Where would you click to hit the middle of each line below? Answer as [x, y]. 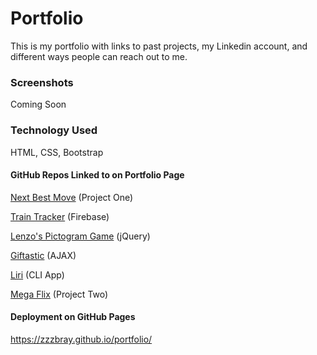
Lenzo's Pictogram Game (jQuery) [80, 236]
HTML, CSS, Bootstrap [57, 152]
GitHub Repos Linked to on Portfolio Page [97, 175]
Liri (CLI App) [37, 274]
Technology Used [54, 130]
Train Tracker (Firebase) [60, 216]
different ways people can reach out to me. [99, 56]
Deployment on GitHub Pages [73, 317]
